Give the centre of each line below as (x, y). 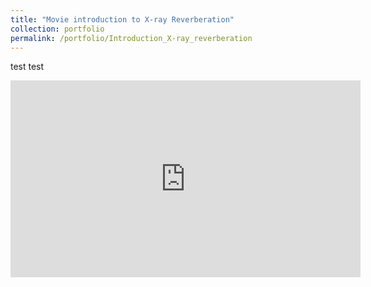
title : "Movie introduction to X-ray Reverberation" (122, 19)
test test (27, 67)
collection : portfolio (57, 29)
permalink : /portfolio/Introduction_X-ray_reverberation (131, 38)
